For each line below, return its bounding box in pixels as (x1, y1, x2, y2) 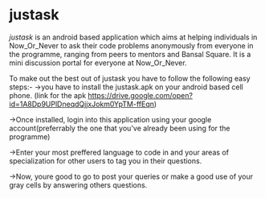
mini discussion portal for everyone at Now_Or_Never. (9, 58, 187, 68)
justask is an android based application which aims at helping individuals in (9, 32, 258, 42)
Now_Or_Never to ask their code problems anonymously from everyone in (9, 40, 254, 50)
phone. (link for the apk (9, 90, 87, 100)
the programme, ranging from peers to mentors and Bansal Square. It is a (9, 49, 251, 59)
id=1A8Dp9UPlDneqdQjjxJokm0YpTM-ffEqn (9, 99, 155, 109)
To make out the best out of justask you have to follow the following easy (9, 73, 251, 83)
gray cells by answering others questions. (9, 179, 148, 190)
